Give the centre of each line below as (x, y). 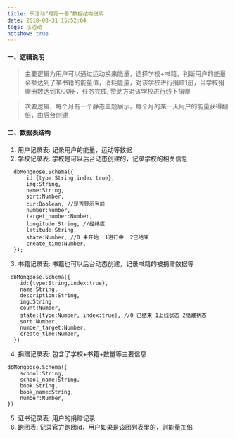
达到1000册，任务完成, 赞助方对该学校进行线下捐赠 (117, 92)
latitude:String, (51, 230)
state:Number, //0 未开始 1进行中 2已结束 (87, 237)
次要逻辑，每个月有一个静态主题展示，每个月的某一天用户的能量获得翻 (126, 106)
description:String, (50, 295)
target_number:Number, (59, 216)
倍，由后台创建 (46, 115)
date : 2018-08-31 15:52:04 (47, 20)
